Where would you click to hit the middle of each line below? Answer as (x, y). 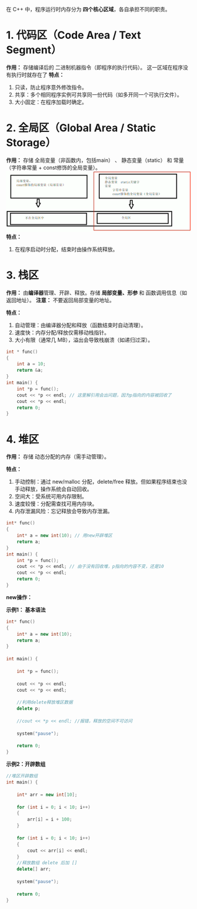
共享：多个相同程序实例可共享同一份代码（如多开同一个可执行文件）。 (98, 94)
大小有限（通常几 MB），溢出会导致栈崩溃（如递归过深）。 (84, 340)
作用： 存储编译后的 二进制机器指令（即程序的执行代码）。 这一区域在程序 (95, 67)
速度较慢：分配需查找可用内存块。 (56, 504)
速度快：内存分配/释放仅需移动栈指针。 (62, 332)
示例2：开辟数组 (26, 764)
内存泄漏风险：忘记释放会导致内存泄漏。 (64, 511)
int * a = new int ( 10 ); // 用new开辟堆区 (65, 536)
